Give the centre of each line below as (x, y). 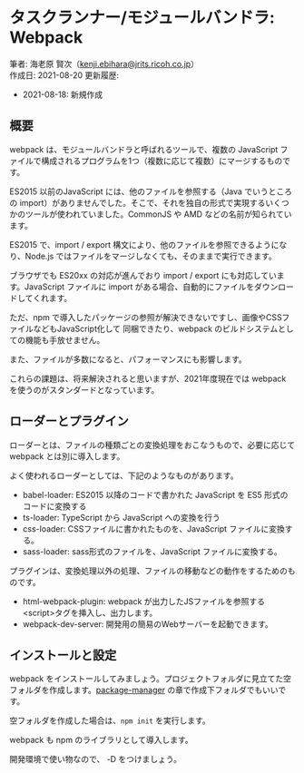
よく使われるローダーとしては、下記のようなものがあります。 (124, 475)
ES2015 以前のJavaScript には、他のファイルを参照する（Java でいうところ (151, 191)
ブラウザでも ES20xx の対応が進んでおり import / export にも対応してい (143, 275)
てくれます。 (49, 298)
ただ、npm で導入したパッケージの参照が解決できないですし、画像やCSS (146, 317)
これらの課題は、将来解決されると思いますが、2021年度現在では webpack (148, 378)
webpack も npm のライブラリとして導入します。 (101, 740)
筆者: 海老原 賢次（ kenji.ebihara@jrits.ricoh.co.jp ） (104, 64)
